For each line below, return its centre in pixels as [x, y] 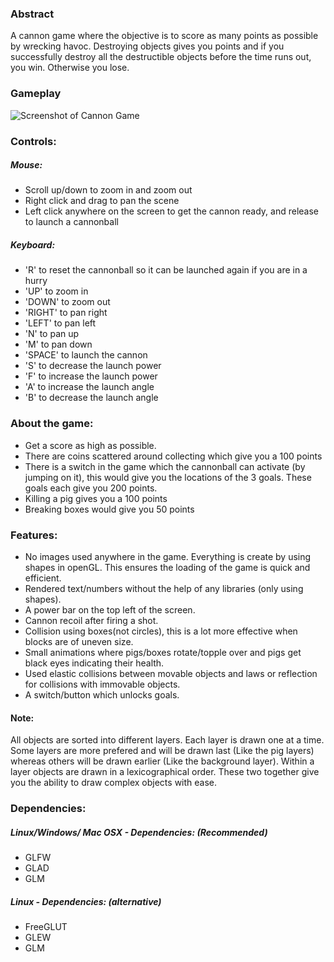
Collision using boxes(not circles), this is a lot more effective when [161, 631]
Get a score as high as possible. [90, 445]
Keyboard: [33, 245]
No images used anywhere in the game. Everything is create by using [168, 557]
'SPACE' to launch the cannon [86, 355]
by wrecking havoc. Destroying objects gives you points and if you [147, 46]
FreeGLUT [46, 927]
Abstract [32, 14]
